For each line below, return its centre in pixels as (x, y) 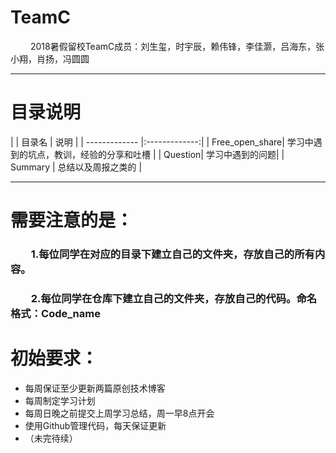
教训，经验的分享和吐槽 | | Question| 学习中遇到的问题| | (169, 154)
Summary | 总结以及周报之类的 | (76, 167)
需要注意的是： (72, 220)
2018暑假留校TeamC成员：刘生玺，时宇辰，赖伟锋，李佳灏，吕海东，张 (177, 46)
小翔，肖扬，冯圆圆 (50, 58)
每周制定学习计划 (60, 400)
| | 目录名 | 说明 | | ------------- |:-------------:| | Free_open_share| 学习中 (162, 142)
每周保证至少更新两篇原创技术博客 (95, 388)
